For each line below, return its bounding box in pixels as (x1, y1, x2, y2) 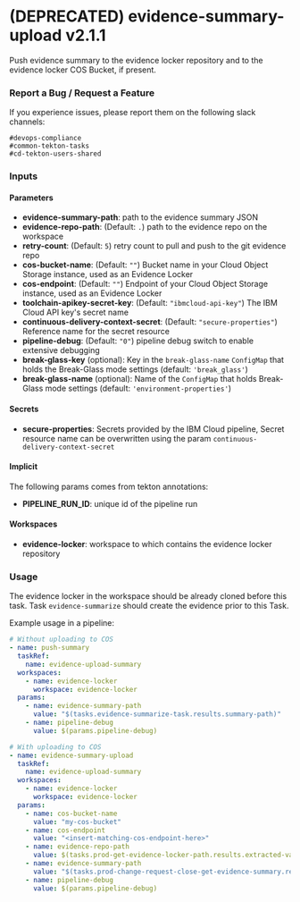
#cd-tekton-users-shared (9, 149, 102, 158)
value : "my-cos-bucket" (32, 817, 122, 826)
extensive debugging (21, 345, 100, 356)
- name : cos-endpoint (25, 825, 105, 835)
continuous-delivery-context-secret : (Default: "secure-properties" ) (21, 316, 279, 327)
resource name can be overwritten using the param (21, 433, 212, 443)
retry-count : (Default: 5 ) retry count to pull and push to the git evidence (21, 240, 287, 251)
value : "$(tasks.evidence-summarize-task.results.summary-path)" (32, 710, 281, 719)
